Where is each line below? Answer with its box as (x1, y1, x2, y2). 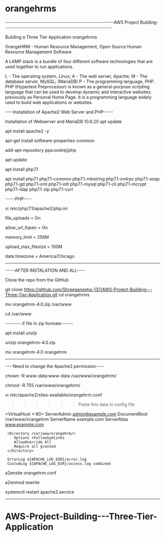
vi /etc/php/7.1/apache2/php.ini (5, 205, 68, 211)
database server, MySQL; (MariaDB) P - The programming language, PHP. (5, 78, 155, 84)
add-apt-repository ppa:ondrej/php (5, 147, 77, 153)
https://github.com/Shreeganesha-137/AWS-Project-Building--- (24, 286, 153, 292)
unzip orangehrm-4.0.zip (5, 339, 55, 345)
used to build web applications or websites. (5, 99, 93, 105)
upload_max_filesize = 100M (5, 244, 62, 250)
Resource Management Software (5, 49, 72, 55)
